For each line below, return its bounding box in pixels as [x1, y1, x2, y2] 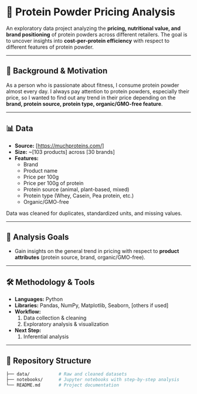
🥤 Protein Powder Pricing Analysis [6, 5, 176, 19]
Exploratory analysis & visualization [23, 321, 109, 328]
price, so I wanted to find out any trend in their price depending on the [6, 94, 176, 101]
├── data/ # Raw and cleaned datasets [6, 371, 127, 377]
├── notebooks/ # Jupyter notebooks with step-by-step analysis [6, 376, 180, 382]
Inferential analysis [23, 333, 69, 340]
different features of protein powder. [6, 43, 94, 50]
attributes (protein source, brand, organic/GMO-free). [14, 254, 145, 261]
